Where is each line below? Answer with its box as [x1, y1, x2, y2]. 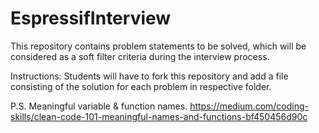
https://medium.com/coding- [189, 100, 309, 112]
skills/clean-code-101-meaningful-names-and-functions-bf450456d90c [10, 110, 308, 122]
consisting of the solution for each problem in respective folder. [10, 80, 272, 92]
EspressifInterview [10, 7, 172, 30]
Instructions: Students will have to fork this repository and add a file [10, 70, 289, 82]
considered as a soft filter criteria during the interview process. [10, 50, 270, 62]
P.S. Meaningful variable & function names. [10, 100, 188, 112]
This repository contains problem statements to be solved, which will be [10, 40, 307, 52]
